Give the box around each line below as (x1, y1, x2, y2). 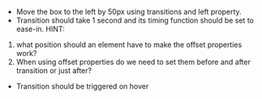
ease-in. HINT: (15, 24, 65, 33)
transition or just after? (15, 66, 92, 75)
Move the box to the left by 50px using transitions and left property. (15, 7, 242, 16)
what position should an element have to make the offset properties (15, 40, 243, 49)
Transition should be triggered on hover (15, 81, 149, 91)
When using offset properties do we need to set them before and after (15, 57, 251, 67)
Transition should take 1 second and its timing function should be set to (15, 15, 254, 25)
